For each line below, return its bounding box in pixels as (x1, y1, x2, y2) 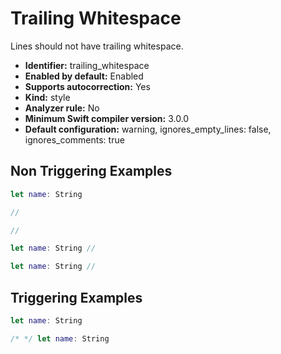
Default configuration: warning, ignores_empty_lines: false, (24, 123, 272, 135)
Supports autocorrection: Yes (24, 80, 151, 92)
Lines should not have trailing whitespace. (10, 40, 184, 52)
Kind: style (24, 91, 71, 103)
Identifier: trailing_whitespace (24, 59, 150, 71)
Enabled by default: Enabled (24, 70, 144, 82)
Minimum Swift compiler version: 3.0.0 (24, 112, 190, 124)
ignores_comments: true (24, 133, 125, 146)
